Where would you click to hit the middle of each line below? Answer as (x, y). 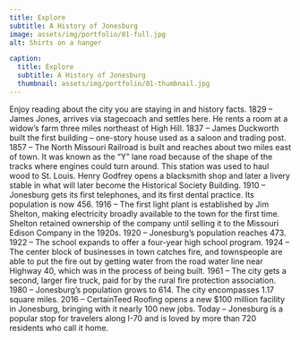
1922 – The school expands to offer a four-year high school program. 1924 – (149, 242)
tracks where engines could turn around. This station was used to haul (139, 166)
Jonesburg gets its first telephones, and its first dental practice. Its (132, 194)
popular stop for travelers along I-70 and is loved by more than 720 (133, 318)
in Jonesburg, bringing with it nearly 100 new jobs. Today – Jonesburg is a (146, 309)
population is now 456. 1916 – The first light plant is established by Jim (139, 204)
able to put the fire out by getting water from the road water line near (136, 261)
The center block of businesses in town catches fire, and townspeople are (146, 251)
